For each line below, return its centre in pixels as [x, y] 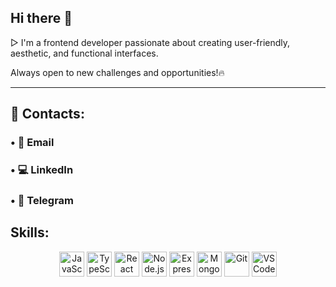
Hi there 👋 [41, 18]
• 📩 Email [32, 143]
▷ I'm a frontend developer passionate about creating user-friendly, [150, 42]
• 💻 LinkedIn [42, 170]
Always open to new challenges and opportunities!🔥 [117, 72]
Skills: [30, 232]
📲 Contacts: [47, 114]
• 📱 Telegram [42, 200]
